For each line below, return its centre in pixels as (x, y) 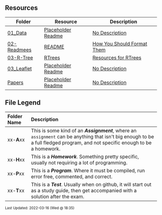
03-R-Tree (20, 58)
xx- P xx (16, 173)
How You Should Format (120, 44)
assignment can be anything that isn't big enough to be (93, 137)
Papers (15, 82)
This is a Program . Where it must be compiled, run (88, 170)
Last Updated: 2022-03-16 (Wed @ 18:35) (40, 208)
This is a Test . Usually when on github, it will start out (91, 184)
